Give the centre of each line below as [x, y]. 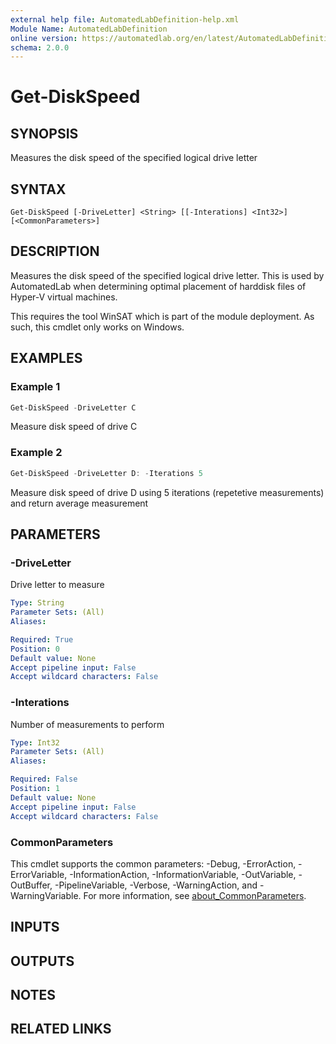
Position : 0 [35, 649]
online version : [44, 38]
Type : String [37, 603]
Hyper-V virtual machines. [64, 297]
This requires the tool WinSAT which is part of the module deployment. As [162, 316]
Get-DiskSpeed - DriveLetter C [73, 407]
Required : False [44, 779]
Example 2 [36, 453]
